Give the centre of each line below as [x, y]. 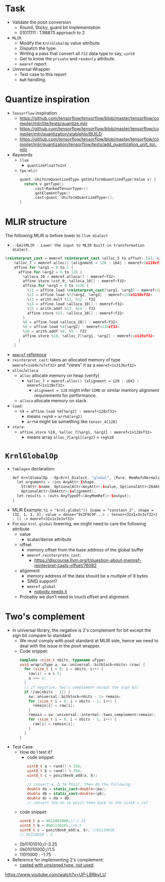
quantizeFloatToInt [47, 165]
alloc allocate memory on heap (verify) [59, 375]
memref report [33, 64]
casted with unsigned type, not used [56, 865]
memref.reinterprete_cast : [54, 555]
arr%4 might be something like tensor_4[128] [72, 421]
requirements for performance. [66, 395]
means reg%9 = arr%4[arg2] [55, 416]
